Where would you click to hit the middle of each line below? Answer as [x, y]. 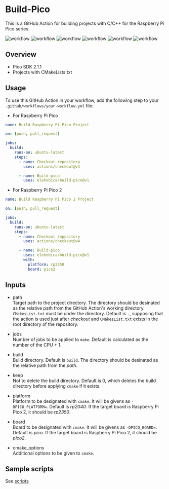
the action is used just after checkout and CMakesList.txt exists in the [85, 319]
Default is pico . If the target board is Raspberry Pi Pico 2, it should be [85, 432]
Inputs [16, 285]
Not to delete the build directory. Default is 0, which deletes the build [84, 381]
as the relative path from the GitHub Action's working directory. [79, 308]
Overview [21, 54]
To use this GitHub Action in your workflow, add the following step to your [82, 100]
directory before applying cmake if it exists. [56, 386]
